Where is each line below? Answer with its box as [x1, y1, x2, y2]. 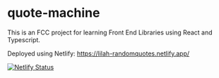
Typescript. [7, 35, 41, 44]
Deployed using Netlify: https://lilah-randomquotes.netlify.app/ [7, 49, 190, 58]
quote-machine [7, 5, 100, 21]
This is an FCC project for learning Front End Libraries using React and [7, 28, 213, 37]
